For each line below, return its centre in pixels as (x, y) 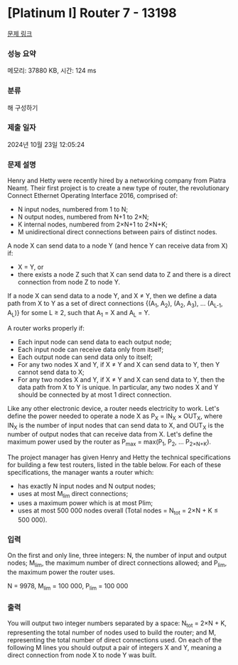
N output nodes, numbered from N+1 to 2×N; (83, 217)
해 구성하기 (23, 107)
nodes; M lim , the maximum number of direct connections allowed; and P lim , (117, 564)
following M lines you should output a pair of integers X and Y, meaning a (114, 647)
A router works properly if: (46, 328)
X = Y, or (31, 267)
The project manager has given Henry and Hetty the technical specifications (119, 457)
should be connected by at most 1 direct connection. (94, 395)
